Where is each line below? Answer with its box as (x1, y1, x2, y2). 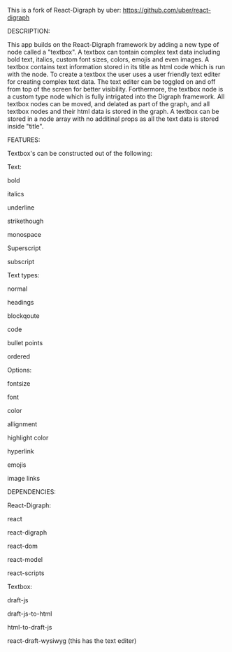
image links (7, 474, 41, 482)
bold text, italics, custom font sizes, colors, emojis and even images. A (7, 55, 210, 64)
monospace (7, 231, 42, 238)
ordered (7, 352, 30, 361)
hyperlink (7, 447, 34, 455)
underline (7, 203, 35, 212)
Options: (7, 366, 32, 374)
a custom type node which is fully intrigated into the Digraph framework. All (7, 92, 225, 101)
